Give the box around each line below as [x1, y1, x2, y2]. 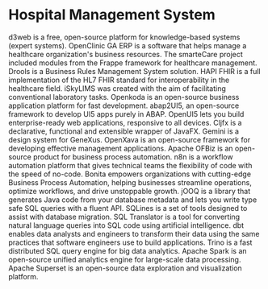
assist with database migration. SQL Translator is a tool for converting [8, 212, 241, 221]
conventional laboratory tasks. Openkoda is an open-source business [8, 92, 240, 101]
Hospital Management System [8, 6, 216, 24]
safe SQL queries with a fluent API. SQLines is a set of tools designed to [8, 203, 248, 213]
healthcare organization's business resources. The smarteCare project [8, 49, 244, 59]
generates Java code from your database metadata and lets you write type [8, 195, 258, 204]
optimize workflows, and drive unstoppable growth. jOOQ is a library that [8, 186, 251, 196]
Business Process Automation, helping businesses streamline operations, [8, 177, 252, 187]
